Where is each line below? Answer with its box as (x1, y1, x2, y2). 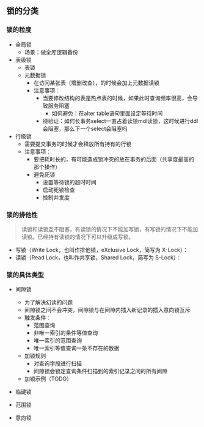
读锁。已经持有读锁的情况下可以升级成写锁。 (21, 233, 134, 240)
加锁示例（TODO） (24, 375, 72, 382)
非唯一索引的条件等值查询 (33, 329, 98, 336)
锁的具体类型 (6, 270, 45, 279)
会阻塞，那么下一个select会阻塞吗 (42, 125, 128, 132)
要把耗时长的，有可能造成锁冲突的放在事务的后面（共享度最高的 (33, 155, 194, 163)
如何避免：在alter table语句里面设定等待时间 (51, 110, 163, 117)
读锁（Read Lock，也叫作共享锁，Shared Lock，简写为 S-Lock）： (15, 253, 182, 261)
